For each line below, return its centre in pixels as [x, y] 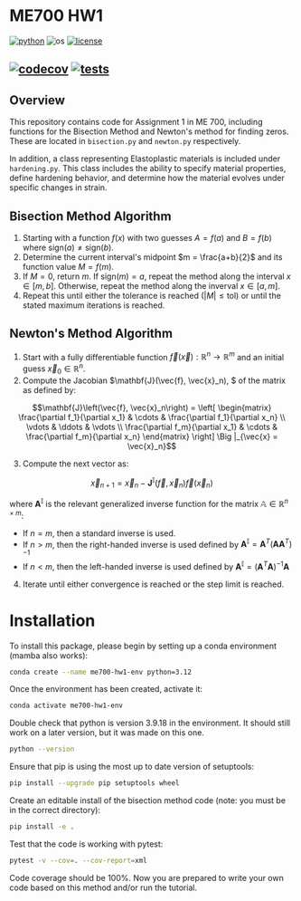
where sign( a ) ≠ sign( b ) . [68, 247]
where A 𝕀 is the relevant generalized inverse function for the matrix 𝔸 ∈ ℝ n [149, 503]
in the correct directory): [55, 810]
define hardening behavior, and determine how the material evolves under [147, 178]
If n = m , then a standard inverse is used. [99, 533]
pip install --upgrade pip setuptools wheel [94, 783]
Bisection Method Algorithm [90, 216]
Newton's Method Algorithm [91, 334]
